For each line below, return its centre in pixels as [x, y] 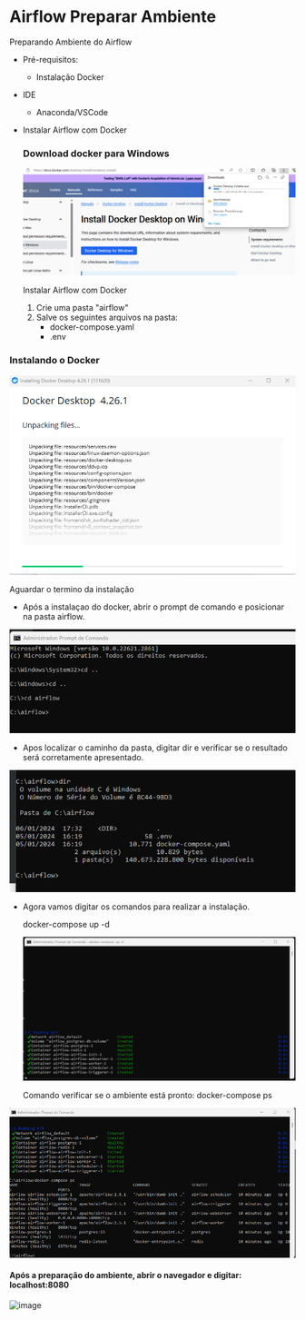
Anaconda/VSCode [72, 112]
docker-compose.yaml [92, 327]
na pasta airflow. [54, 617]
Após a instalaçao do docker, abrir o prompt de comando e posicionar [153, 607]
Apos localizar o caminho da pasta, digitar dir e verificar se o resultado [155, 748]
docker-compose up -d [66, 925]
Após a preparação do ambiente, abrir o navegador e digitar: [126, 1275]
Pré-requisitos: [50, 59]
